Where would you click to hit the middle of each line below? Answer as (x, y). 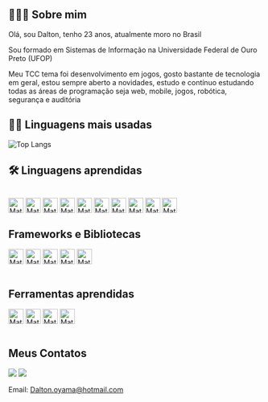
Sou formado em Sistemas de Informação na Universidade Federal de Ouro (133, 50)
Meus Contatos (47, 353)
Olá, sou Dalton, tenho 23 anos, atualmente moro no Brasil (105, 34)
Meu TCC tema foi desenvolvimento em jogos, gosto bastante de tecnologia (134, 74)
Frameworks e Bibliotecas (75, 234)
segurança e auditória (45, 99)
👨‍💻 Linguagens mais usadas (80, 125)
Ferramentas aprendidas (72, 294)
